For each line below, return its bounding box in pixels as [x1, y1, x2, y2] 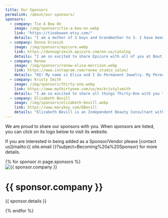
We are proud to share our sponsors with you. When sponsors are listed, [5, 123, 155, 129]
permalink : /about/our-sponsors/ [5, 12, 75, 17]
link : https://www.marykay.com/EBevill [14, 105, 97, 110]
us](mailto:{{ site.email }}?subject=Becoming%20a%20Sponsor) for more [5, 143, 157, 149]
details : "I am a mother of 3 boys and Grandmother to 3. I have [14, 35, 153, 40]
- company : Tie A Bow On [9, 21, 61, 26]
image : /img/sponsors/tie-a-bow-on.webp [14, 26, 99, 31]
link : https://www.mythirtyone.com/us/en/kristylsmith [14, 86, 131, 91]
